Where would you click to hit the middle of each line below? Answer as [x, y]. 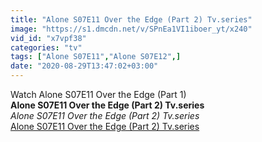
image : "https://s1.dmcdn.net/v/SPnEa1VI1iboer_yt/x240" [131, 29]
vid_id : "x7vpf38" [48, 38]
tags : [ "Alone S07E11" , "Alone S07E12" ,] [96, 57]
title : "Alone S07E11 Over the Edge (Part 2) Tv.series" [131, 19]
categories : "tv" [46, 47]
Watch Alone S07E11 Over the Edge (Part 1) [98, 94]
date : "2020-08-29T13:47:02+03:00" [84, 66]
